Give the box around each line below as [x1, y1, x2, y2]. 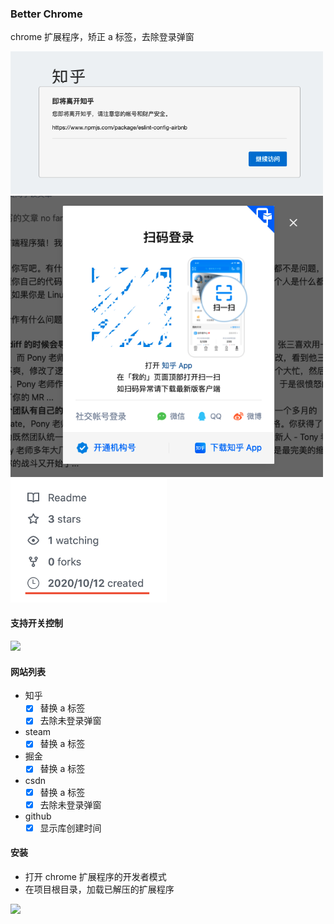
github [24, 810, 52, 822]
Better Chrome [10, 7, 83, 21]
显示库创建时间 [39, 822, 102, 834]
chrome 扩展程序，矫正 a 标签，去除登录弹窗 [10, 31, 195, 43]
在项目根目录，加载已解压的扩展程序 [24, 883, 175, 895]
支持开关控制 [10, 617, 63, 629]
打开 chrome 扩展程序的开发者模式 [24, 870, 167, 882]
